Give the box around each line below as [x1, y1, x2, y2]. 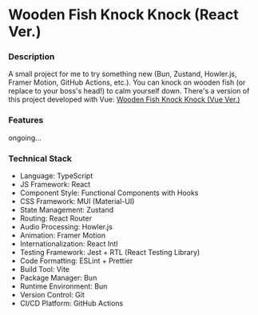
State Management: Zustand [19, 205, 114, 215]
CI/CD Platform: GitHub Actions [19, 298, 124, 309]
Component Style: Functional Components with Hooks [19, 188, 199, 197]
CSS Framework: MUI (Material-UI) [19, 197, 135, 206]
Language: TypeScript [19, 171, 93, 181]
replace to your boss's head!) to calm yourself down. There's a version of [8, 86, 250, 96]
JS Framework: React [19, 180, 91, 189]
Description [8, 51, 55, 62]
